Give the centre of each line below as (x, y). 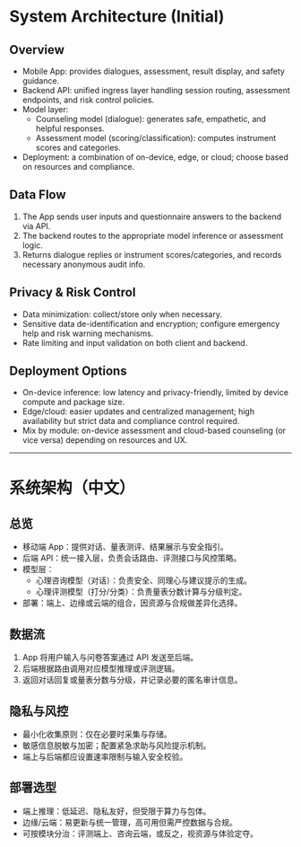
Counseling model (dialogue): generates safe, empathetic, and (151, 119)
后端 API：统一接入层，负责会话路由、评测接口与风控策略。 (132, 558)
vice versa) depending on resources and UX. (105, 440)
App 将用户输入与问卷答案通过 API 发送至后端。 (110, 657)
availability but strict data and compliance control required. (131, 421)
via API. (36, 225)
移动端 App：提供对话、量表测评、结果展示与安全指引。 (125, 547)
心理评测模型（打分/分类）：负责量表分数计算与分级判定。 (141, 592)
